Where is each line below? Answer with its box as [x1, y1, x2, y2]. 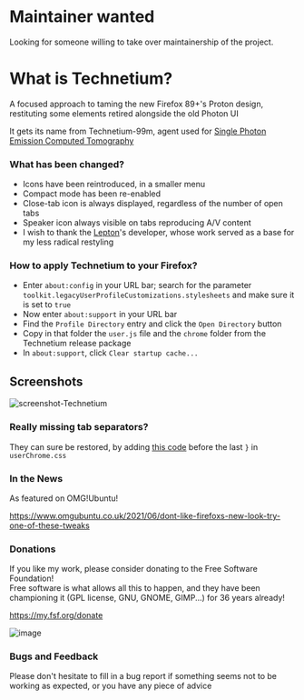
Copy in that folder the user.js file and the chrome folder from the [22, 328, 266, 339]
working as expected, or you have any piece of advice [9, 680, 212, 692]
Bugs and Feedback [9, 650, 99, 663]
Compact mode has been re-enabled [22, 188, 162, 199]
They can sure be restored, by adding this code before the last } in [9, 441, 259, 452]
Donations [9, 543, 56, 555]
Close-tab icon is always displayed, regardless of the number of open [22, 198, 284, 209]
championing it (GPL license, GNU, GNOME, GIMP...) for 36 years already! [9, 593, 286, 604]
